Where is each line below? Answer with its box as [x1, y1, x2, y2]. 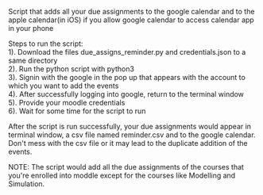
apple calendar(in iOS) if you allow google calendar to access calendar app [8, 15, 254, 25]
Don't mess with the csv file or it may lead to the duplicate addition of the [8, 139, 248, 147]
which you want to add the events [8, 81, 119, 90]
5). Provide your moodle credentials [8, 98, 126, 107]
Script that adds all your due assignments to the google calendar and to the [8, 7, 255, 16]
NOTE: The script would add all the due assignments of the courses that [8, 162, 245, 171]
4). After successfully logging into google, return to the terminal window [8, 90, 245, 98]
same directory [8, 55, 58, 65]
